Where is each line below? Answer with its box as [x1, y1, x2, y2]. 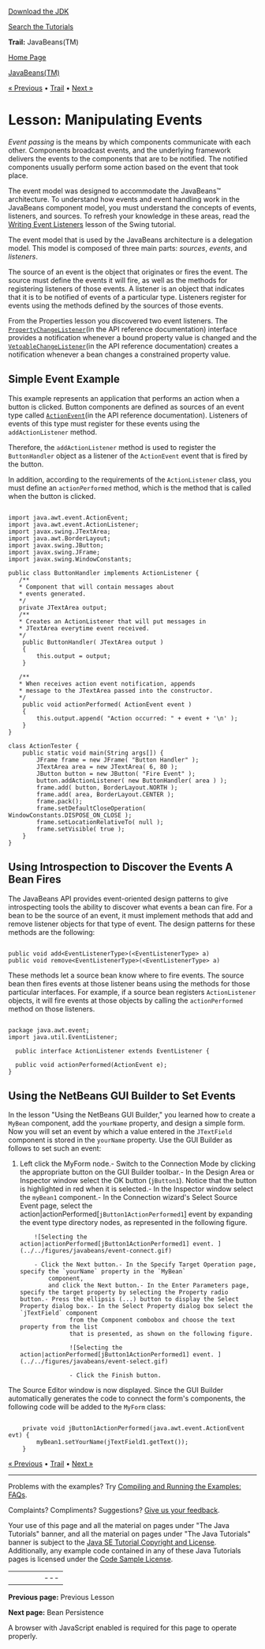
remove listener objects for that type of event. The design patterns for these [8, 919, 256, 929]
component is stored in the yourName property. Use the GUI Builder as [8, 1135, 233, 1145]
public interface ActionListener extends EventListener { [15, 1047, 211, 1055]
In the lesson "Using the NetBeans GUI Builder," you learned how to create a [8, 1110, 256, 1120]
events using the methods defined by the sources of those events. [8, 301, 224, 310]
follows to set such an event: [8, 1144, 102, 1153]
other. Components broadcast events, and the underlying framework [8, 146, 231, 155]
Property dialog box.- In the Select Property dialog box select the [19, 1303, 254, 1311]
